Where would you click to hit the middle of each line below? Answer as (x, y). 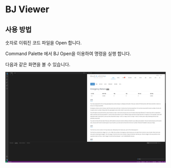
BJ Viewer (27, 9)
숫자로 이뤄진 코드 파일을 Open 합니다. (44, 43)
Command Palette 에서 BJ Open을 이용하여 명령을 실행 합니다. (68, 54)
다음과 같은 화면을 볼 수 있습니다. (38, 64)
